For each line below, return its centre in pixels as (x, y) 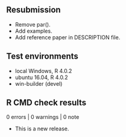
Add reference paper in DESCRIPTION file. (68, 37)
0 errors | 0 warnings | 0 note (43, 117)
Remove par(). (33, 24)
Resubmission (34, 10)
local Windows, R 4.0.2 (43, 71)
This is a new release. (42, 129)
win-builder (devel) (39, 83)
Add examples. (33, 31)
